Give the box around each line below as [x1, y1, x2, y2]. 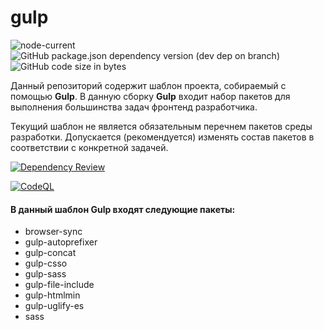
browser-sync [24, 226, 83, 238]
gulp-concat [24, 247, 77, 259]
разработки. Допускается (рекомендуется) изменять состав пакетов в [10, 131, 315, 143]
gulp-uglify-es [24, 300, 85, 312]
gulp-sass [24, 268, 67, 280]
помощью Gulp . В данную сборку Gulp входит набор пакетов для [10, 90, 291, 102]
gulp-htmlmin [24, 289, 81, 301]
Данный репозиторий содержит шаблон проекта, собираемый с [10, 79, 287, 91]
